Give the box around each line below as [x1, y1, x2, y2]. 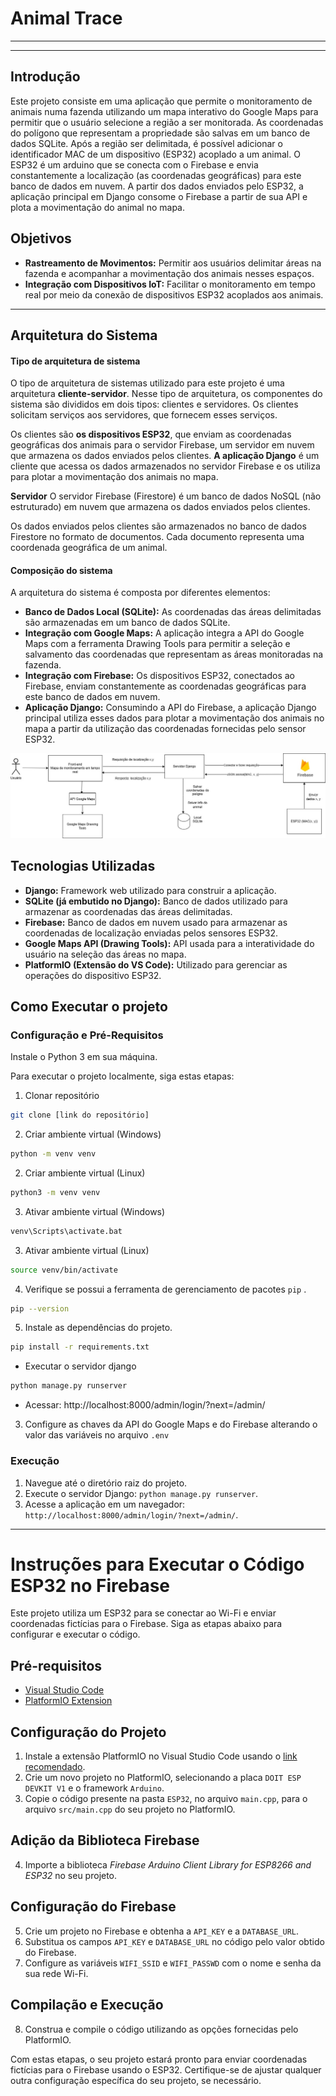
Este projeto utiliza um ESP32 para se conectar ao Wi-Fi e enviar [10, 1607, 277, 1619]
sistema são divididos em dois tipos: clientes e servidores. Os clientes [10, 398, 299, 411]
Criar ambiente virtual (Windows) [24, 1128, 162, 1141]
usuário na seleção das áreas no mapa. [24, 948, 187, 960]
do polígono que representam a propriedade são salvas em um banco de [10, 127, 311, 139]
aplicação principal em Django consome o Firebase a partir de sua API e [10, 190, 308, 202]
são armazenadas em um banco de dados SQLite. [24, 617, 231, 629]
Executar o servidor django [24, 1360, 137, 1372]
